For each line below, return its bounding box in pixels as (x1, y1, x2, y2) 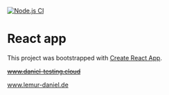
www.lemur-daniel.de (7, 80, 69, 89)
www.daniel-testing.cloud (7, 67, 81, 76)
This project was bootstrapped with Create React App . (7, 53, 163, 62)
